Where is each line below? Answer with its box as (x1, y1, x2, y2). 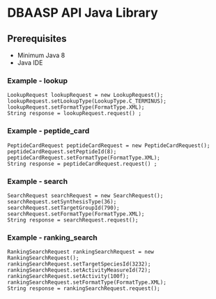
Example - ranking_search (7, 232, 98, 242)
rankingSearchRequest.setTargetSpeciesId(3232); (7, 261, 151, 268)
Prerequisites (7, 33, 67, 45)
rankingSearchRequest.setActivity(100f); (7, 273, 130, 280)
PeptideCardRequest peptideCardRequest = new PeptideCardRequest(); (7, 141, 210, 149)
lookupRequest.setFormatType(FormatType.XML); (7, 104, 145, 111)
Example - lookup (7, 75, 68, 85)
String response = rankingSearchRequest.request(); (7, 285, 160, 292)
